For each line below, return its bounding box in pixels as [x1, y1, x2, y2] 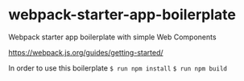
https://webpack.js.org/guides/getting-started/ [8, 47, 163, 57]
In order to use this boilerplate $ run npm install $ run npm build [8, 63, 228, 73]
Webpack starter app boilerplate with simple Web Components [8, 32, 217, 42]
